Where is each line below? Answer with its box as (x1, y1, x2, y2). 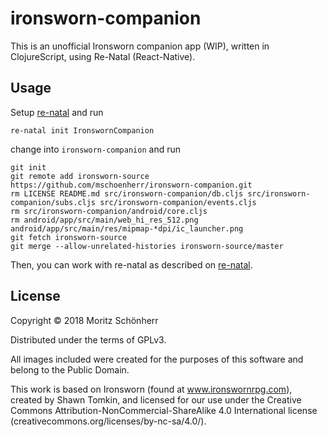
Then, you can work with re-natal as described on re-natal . (10, 258, 253, 271)
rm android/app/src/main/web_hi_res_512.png (10, 215, 199, 225)
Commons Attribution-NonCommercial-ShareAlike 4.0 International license (10, 404, 318, 416)
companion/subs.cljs (10, 197, 97, 207)
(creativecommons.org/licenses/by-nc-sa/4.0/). (10, 415, 207, 427)
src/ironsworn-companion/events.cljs (99, 197, 257, 207)
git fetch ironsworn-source (10, 232, 128, 242)
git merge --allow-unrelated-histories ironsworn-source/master (10, 241, 284, 251)
